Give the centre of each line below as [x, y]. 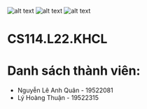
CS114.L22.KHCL [57, 39]
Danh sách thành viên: [74, 71]
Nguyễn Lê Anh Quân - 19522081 [65, 90]
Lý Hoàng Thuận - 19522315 [58, 98]
